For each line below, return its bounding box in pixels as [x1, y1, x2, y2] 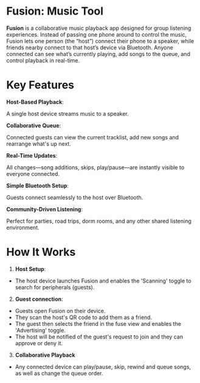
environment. [6, 223, 40, 231]
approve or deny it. [15, 339, 63, 346]
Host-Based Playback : [6, 98, 64, 105]
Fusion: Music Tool [6, 4, 104, 18]
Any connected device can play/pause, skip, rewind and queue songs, [15, 363, 191, 370]
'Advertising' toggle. [15, 326, 66, 334]
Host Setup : [15, 265, 46, 272]
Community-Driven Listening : [6, 205, 83, 213]
